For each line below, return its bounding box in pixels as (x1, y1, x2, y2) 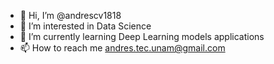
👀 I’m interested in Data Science (19, 20, 152, 32)
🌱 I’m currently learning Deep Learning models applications (19, 31, 265, 42)
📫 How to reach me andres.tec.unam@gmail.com (19, 42, 226, 54)
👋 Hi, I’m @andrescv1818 (19, 10, 122, 21)
